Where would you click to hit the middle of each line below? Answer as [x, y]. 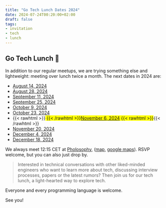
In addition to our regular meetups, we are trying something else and [76, 71]
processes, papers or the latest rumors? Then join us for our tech [85, 175]
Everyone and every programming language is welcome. [64, 190]
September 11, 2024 [33, 96]
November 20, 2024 [34, 129]
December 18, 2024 [33, 139]
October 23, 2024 [31, 113]
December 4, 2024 [32, 134]
